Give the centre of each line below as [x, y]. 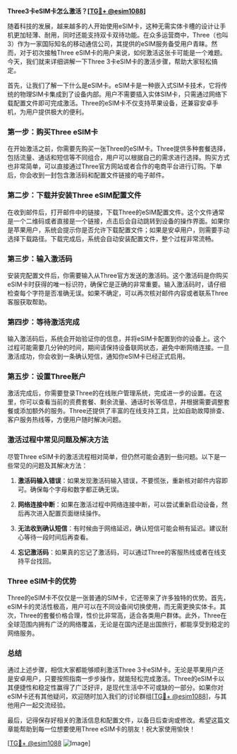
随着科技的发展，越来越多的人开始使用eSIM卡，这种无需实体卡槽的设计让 [114, 26]
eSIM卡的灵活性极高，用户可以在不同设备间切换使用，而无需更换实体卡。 [114, 607]
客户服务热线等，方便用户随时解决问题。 [66, 419]
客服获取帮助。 [29, 302]
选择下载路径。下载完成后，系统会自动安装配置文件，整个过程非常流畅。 [112, 238]
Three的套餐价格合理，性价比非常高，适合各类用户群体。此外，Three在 [123, 615]
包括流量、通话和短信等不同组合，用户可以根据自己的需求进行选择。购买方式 [119, 158]
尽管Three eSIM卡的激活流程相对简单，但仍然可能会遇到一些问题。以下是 [114, 456]
